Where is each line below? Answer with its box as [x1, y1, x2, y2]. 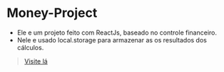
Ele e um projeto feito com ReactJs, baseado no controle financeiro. [16, 28, 217, 37]
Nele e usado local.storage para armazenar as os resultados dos [16, 35, 208, 44]
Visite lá [24, 56, 48, 65]
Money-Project [6, 5, 98, 21]
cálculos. [16, 43, 44, 52]
